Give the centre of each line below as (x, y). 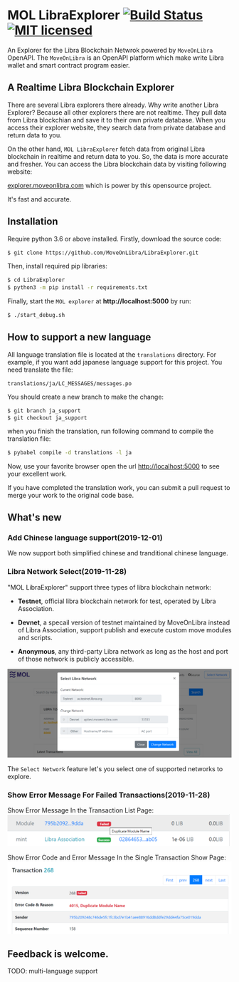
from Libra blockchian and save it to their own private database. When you (117, 120)
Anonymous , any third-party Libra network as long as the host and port (123, 651)
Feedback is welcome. (58, 954)
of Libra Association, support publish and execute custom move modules (125, 630)
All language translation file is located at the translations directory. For (112, 354)
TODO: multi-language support (53, 971)
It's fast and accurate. (39, 199)
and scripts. (35, 637)
